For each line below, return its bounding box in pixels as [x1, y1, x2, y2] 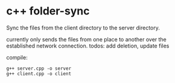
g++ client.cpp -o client [6, 70, 71, 76]
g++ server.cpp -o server [6, 65, 71, 72]
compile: [6, 54, 28, 61]
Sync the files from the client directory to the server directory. [6, 24, 160, 31]
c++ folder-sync [6, 4, 90, 18]
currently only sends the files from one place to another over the [6, 35, 167, 43]
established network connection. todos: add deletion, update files [6, 42, 170, 49]
